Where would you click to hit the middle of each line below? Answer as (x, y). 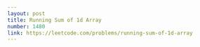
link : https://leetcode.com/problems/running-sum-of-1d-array (100, 33)
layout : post (26, 13)
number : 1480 (26, 26)
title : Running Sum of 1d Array (54, 20)
